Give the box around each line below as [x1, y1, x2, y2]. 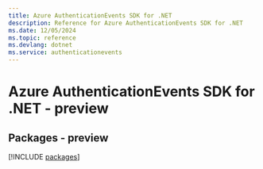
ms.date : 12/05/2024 [8, 26, 77, 34]
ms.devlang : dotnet [8, 41, 73, 49]
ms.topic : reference [8, 33, 77, 42]
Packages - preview [8, 131, 109, 144]
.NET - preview [8, 100, 109, 117]
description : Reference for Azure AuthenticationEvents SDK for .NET [8, 19, 244, 27]
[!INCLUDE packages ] [8, 152, 80, 161]
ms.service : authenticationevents [8, 48, 123, 56]
